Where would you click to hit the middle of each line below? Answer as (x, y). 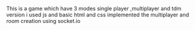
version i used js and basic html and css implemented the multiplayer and (98, 15)
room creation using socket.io (43, 21)
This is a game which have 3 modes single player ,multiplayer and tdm (94, 9)
